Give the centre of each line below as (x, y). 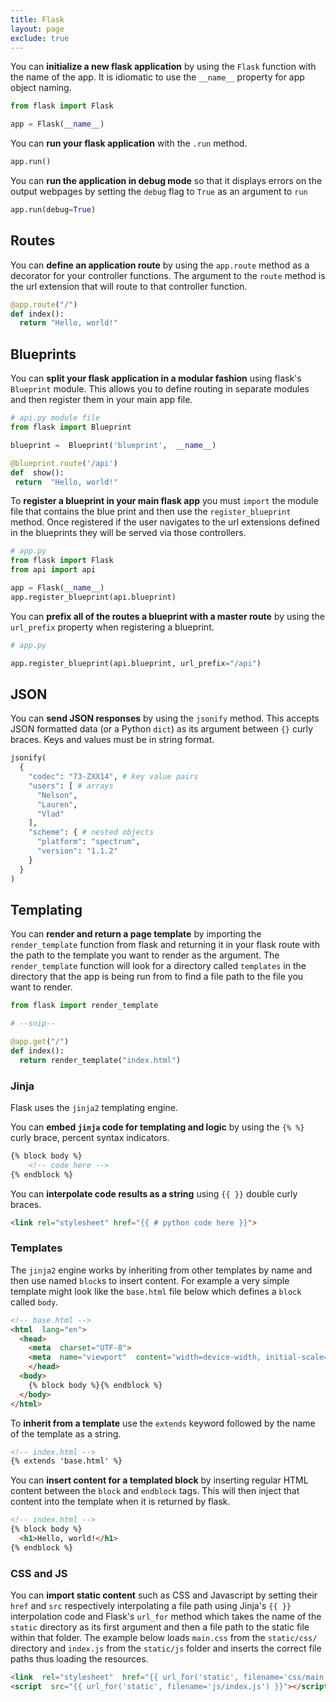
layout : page (37, 29)
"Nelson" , (57, 795)
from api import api (53, 570)
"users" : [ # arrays (71, 786)
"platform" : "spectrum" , (88, 842)
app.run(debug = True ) (53, 210)
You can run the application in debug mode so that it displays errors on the (166, 180)
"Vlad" (50, 814)
